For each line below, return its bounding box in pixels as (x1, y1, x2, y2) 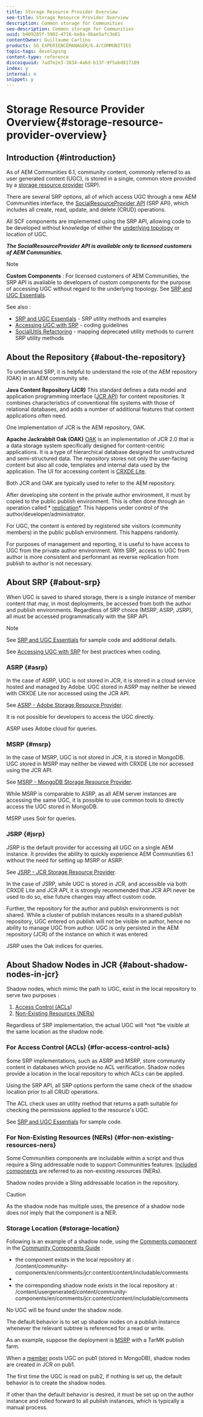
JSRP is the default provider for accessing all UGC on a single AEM (6, 844, 174, 851)
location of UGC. (6, 231, 48, 238)
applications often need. (6, 412, 67, 419)
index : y (6, 65, 28, 72)
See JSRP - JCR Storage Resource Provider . (6, 868, 116, 876)
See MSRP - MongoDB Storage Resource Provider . (6, 778, 133, 785)
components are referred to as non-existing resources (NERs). (6, 1167, 162, 1175)
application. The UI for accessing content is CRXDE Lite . (6, 467, 147, 475)
